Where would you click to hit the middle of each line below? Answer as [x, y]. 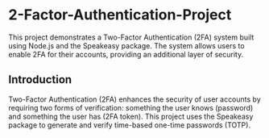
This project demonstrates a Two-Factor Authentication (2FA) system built [131, 37]
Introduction [40, 79]
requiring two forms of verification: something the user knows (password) [131, 107]
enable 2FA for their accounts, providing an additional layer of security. [126, 54]
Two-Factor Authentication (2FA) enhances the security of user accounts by [135, 99]
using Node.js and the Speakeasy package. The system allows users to [126, 45]
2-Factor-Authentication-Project [120, 15]
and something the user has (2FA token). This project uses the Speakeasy [131, 116]
